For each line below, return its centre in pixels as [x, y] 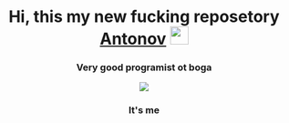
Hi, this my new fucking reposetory [144, 17]
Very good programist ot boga [144, 67]
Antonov [133, 39]
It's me [144, 110]
